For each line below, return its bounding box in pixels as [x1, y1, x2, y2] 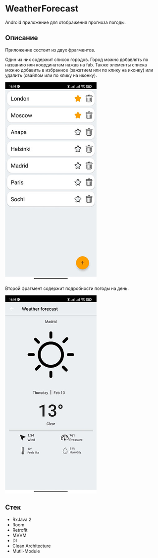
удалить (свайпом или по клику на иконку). [5, 72, 98, 78]
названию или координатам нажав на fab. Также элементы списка [5, 61, 147, 67]
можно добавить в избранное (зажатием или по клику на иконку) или [5, 67, 154, 73]
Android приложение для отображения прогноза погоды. [5, 19, 126, 25]
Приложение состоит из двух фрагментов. [5, 47, 96, 53]
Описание [5, 34, 38, 42]
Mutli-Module [12, 548, 40, 554]
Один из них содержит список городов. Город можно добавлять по [5, 56, 149, 62]
